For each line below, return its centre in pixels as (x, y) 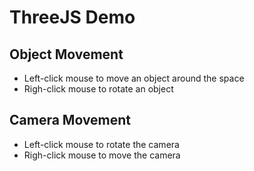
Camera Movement (70, 120)
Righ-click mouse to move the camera (102, 155)
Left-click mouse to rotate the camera (101, 144)
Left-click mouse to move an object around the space (134, 78)
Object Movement (66, 54)
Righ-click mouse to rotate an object (98, 89)
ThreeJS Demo (72, 17)
